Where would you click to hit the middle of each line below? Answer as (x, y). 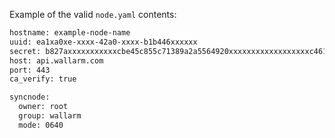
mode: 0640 (41, 125)
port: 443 (30, 70)
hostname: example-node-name (70, 33)
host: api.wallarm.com (56, 60)
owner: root (43, 107)
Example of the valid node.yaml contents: (93, 14)
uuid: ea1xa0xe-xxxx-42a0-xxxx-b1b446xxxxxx (103, 42)
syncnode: (30, 97)
